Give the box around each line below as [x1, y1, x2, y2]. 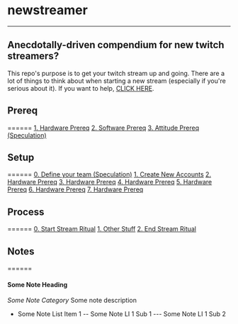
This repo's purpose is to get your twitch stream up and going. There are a [7, 69, 225, 77]
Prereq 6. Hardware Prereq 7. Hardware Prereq [7, 185, 144, 194]
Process [7, 206, 45, 218]
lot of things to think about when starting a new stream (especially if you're [7, 77, 227, 85]
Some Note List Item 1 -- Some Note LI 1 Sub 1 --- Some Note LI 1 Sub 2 [17, 310, 227, 318]
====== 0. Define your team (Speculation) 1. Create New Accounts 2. [7, 170, 211, 179]
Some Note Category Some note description [7, 296, 137, 305]
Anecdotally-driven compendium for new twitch [7, 39, 225, 51]
